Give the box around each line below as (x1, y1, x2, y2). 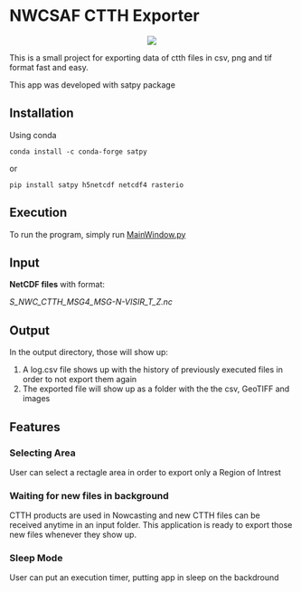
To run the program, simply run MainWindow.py (9, 229, 186, 240)
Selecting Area (9, 446, 76, 459)
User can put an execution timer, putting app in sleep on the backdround (9, 572, 279, 583)
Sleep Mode (9, 552, 63, 565)
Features (9, 419, 61, 435)
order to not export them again (22, 374, 137, 385)
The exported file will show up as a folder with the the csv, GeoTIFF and (22, 383, 290, 394)
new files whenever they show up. (9, 530, 137, 540)
